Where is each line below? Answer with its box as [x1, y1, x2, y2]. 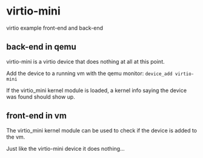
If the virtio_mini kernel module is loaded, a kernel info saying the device [6, 87, 187, 94]
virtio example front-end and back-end [6, 24, 104, 31]
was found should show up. [6, 93, 76, 100]
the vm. [6, 133, 25, 140]
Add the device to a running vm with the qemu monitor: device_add [6, 70, 173, 77]
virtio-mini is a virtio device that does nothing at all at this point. [6, 58, 165, 65]
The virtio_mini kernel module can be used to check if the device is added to [6, 127, 197, 134]
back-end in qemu [6, 42, 77, 52]
